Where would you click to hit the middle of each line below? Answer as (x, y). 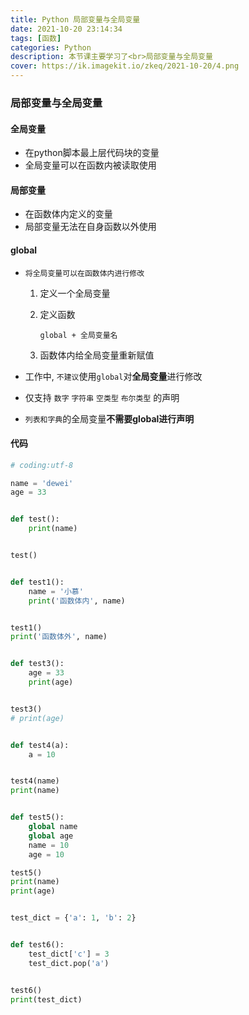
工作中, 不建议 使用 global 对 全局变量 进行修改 (113, 376)
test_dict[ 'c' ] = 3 (69, 954)
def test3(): (37, 664)
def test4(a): (40, 745)
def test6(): (37, 945)
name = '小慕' (56, 591)
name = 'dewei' (42, 483)
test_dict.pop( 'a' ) (69, 963)
